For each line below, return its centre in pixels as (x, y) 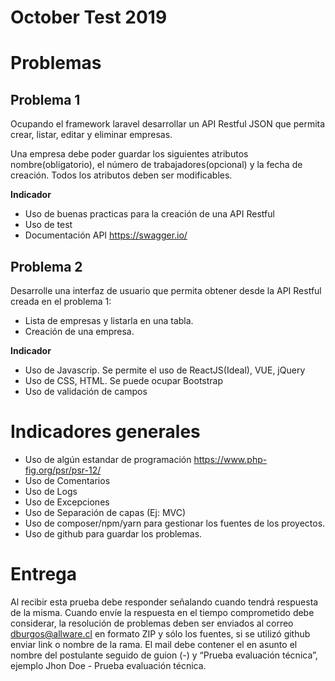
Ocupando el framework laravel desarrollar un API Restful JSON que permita (168, 124)
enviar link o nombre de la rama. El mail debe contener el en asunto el (154, 644)
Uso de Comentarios (67, 480)
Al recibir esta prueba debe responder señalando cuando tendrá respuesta (164, 602)
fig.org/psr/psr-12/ (63, 470)
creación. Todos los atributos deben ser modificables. (121, 175)
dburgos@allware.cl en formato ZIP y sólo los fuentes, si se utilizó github (160, 633)
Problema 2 (46, 266)
